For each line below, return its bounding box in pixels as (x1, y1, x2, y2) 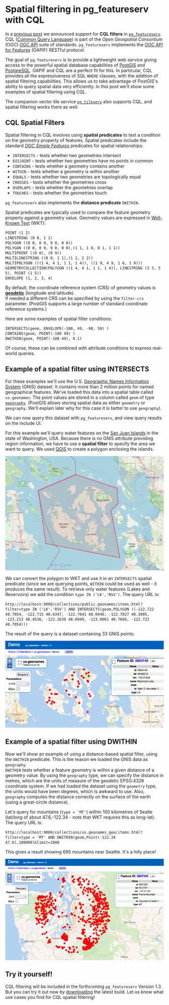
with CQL (5, 14, 45, 26)
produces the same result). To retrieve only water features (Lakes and (5, 586, 150, 592)
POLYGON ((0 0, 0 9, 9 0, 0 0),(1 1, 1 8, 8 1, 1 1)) (5, 245, 121, 250)
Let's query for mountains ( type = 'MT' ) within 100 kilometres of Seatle (5, 809, 153, 815)
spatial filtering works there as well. (5, 104, 79, 110)
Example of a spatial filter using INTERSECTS (5, 365, 149, 374)
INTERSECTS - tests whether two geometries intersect (12, 152, 122, 158)
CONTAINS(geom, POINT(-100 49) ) (5, 331, 75, 336)
